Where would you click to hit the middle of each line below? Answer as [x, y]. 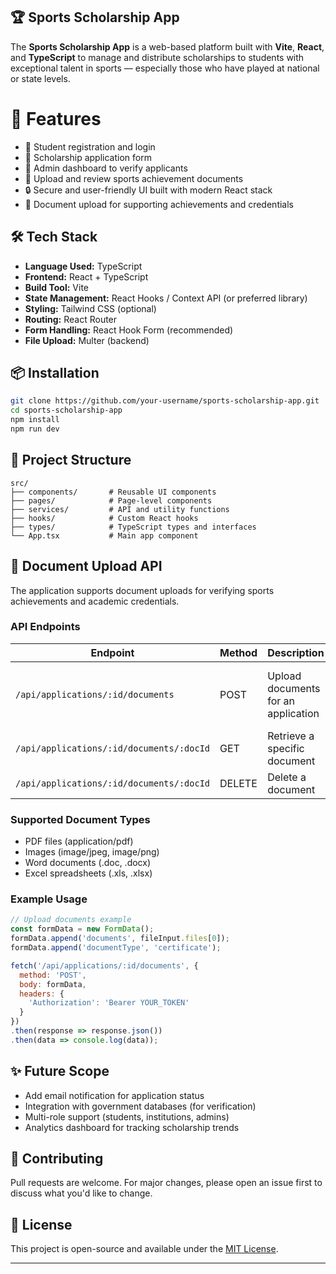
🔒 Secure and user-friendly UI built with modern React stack [148, 190]
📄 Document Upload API [86, 566]
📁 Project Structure [71, 460]
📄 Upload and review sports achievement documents [134, 178]
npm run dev [35, 429]
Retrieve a [291, 736]
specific [286, 748]
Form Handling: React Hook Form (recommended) [129, 330]
